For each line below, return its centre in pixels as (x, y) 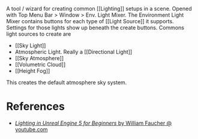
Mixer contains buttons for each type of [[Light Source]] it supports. (90, 21)
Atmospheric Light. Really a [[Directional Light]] (73, 52)
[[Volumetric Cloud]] (40, 64)
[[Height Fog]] (32, 71)
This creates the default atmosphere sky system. (67, 82)
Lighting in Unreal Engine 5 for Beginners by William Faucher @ (93, 123)
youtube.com (31, 129)
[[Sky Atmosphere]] (39, 58)
